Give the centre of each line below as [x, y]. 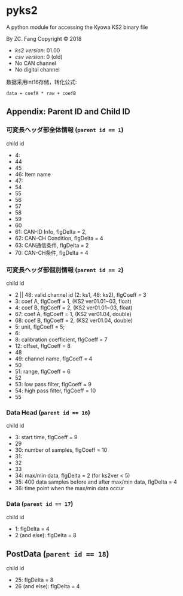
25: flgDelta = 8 [34, 580]
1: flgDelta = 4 [32, 529]
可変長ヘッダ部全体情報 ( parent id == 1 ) [65, 130]
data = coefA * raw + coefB [41, 93]
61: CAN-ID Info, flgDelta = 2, [51, 231]
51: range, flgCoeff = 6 [42, 371]
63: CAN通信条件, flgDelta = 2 [52, 245]
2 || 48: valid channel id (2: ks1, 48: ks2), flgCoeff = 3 [80, 294]
